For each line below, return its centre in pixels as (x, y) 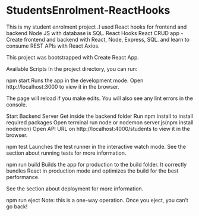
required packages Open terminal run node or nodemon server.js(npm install (100, 122)
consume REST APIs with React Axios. (53, 46)
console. (17, 104)
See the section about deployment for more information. (75, 189)
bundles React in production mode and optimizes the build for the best (92, 171)
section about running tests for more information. (66, 153)
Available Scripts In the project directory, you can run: (72, 68)
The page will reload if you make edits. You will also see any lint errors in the (99, 98)
